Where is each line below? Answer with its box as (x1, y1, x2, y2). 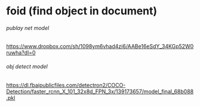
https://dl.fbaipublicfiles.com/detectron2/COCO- (6, 81, 126, 88)
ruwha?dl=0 (6, 49, 36, 56)
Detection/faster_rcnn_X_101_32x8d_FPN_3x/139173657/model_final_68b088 (6, 88, 194, 95)
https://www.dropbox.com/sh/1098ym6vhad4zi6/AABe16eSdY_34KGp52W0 (6, 43, 194, 50)
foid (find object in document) (6, 4, 158, 18)
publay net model (6, 24, 50, 31)
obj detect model (6, 63, 48, 70)
